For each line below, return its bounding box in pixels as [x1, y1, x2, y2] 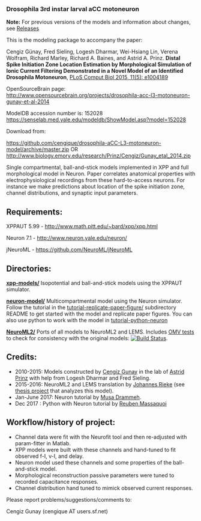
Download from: [6, 128, 46, 135]
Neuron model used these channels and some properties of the [14, 459, 172, 466]
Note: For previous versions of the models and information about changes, [6, 19, 191, 26]
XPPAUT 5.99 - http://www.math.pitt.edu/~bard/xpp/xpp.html [6, 223, 158, 230]
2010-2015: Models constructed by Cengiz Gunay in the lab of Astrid [14, 368, 185, 375]
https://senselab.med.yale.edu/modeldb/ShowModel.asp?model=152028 [6, 116, 187, 123]
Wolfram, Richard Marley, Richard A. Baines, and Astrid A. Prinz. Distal [6, 55, 181, 62]
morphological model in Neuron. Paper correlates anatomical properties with [6, 170, 196, 177]
